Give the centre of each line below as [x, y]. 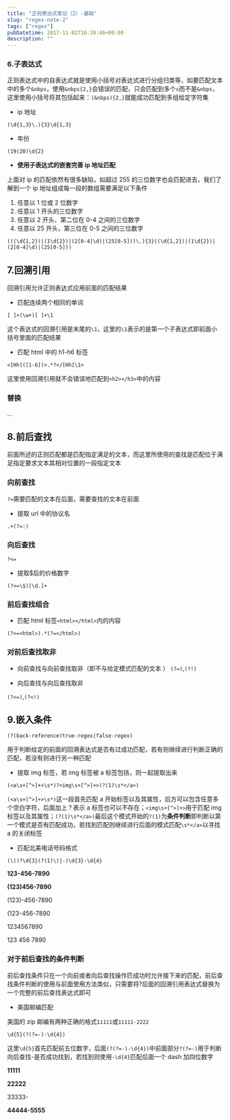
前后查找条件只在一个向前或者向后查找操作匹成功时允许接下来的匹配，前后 [112, 975]
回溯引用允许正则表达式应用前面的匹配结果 [67, 288]
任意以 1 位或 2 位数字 [48, 203]
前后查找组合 [28, 604]
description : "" [30, 39]
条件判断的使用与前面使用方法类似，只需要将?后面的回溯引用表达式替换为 [116, 984]
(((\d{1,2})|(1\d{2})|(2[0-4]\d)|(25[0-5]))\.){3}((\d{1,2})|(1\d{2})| [111, 241]
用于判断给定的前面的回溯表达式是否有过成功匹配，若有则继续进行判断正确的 [115, 749]
